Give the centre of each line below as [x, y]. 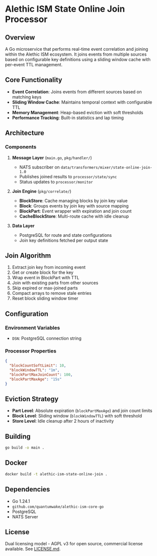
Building [18, 436]
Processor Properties [31, 351]
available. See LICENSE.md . [33, 549]
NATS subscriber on [39, 167]
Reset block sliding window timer [45, 298]
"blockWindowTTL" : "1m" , [35, 370]
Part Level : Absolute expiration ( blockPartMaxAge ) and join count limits [82, 411]
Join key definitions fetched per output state [64, 240]
